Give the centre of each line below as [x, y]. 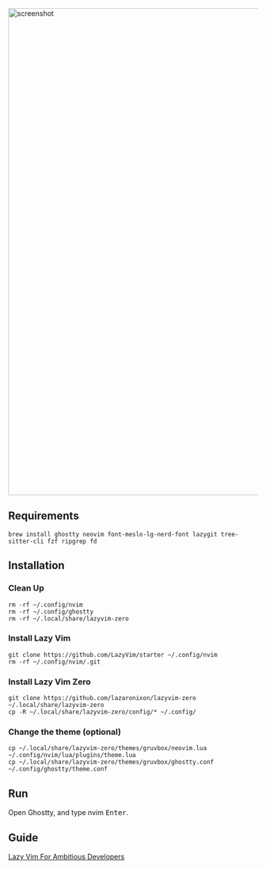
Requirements [44, 516]
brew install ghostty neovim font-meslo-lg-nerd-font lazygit [113, 534]
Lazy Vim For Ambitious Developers [66, 857]
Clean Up [27, 588]
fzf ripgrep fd [72, 541]
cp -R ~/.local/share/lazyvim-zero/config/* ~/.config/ [102, 712]
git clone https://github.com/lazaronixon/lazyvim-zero [102, 698]
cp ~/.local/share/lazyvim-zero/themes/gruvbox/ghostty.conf [111, 762]
